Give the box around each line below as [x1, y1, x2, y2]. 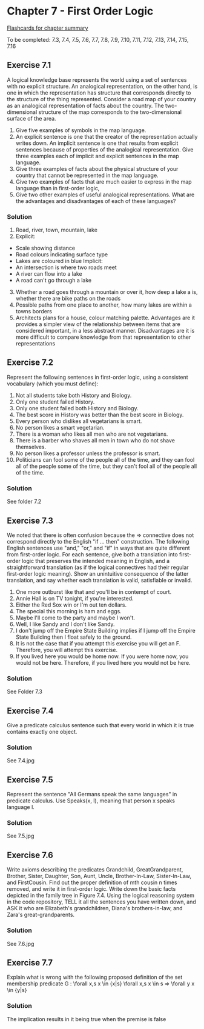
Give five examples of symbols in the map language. [15, 126, 146, 134]
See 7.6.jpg [7, 940, 35, 947]
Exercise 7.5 [7, 774, 53, 785]
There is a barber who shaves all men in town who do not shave [15, 436, 175, 444]
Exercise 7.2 [7, 358, 54, 368]
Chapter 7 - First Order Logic [7, 4, 154, 18]
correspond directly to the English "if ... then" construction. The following [7, 538, 189, 545]
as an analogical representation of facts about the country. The [7, 102, 164, 109]
